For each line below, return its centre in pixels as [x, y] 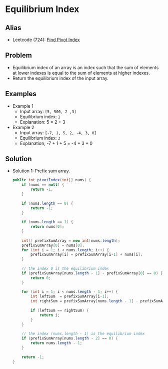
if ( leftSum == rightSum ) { [60, 310]
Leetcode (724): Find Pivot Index [46, 40]
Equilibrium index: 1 [40, 117]
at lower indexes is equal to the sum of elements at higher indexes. [81, 73]
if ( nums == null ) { [43, 185]
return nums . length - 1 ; [56, 343]
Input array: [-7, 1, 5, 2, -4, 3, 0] [58, 132]
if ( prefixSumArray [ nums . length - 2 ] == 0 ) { [70, 338]
